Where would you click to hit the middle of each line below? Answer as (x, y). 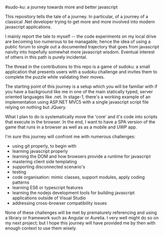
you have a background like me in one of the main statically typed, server (79, 92)
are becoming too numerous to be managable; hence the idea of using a (78, 42)
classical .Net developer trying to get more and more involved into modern (80, 22)
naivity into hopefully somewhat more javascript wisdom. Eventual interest (80, 52)
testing (19, 172)
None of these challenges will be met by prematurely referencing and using (81, 213)
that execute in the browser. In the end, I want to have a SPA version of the (80, 122)
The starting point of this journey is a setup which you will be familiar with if (81, 86)
